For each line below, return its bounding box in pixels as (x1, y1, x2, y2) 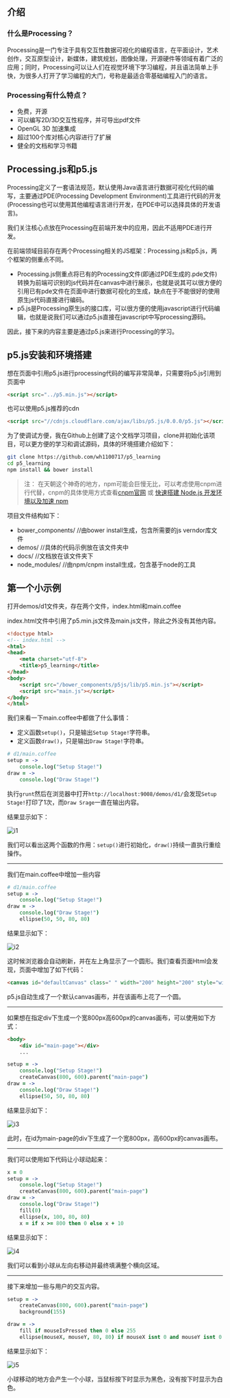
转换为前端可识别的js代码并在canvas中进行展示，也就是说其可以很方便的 (16, 278, 222, 286)
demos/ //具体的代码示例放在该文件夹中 (16, 543, 129, 551)
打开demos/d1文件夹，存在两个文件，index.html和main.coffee (7, 601, 181, 610)
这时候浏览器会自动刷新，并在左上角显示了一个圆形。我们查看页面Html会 (7, 956, 212, 965)
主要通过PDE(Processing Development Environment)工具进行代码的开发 (18, 192, 221, 200)
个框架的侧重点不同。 (7, 255, 67, 263)
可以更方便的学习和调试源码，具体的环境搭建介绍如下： (18, 440, 175, 448)
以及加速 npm (29, 496, 68, 505)
